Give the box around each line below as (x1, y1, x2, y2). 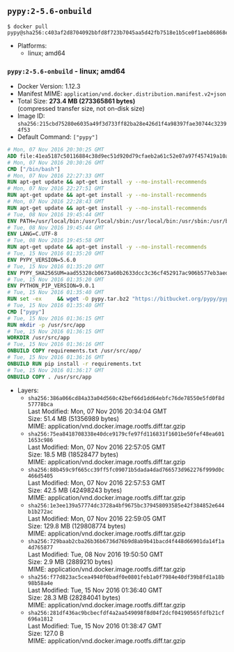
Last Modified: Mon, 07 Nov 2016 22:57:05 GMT (27, 443, 166, 451)
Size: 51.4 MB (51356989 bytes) (27, 414, 120, 422)
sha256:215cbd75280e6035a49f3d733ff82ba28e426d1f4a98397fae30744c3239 (17, 121, 227, 128)
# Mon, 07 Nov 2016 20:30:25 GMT (7, 147, 104, 154)
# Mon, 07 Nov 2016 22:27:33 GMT (7, 172, 104, 179)
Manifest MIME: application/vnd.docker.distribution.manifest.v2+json (17, 89, 226, 98)
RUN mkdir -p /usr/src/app (7, 321, 86, 328)
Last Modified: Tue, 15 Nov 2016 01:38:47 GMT (27, 621, 162, 630)
